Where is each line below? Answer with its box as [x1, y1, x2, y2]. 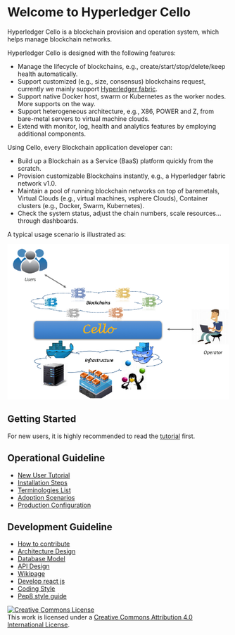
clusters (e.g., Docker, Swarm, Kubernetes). [17, 201, 145, 210]
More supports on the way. [17, 99, 96, 108]
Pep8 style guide [17, 592, 67, 601]
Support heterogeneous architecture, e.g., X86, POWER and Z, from [17, 107, 215, 115]
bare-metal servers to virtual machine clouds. [17, 114, 150, 123]
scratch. [17, 164, 42, 172]
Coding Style [17, 584, 56, 593]
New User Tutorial [17, 470, 70, 479]
